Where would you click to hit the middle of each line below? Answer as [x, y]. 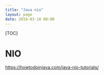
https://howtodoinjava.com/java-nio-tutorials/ [52, 67]
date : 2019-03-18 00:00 [30, 19]
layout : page [19, 14]
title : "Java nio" [24, 10]
